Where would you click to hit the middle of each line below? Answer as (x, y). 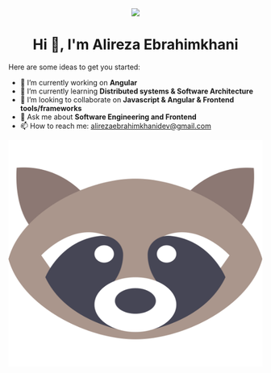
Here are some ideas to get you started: (75, 67)
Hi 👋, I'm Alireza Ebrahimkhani (135, 45)
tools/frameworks (51, 109)
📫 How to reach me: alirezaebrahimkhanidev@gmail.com (115, 126)
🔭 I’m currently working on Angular (79, 83)
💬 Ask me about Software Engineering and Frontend (108, 117)
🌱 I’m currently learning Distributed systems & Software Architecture (137, 91)
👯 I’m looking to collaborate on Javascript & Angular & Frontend (127, 100)
